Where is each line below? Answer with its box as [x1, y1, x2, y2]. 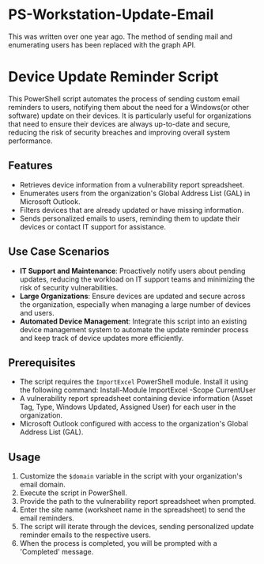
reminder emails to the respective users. [19, 530, 152, 539]
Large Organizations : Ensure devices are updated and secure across [19, 291, 246, 301]
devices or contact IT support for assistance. [19, 221, 167, 231]
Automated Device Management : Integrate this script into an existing [19, 316, 247, 326]
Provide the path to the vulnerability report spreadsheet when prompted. [19, 497, 256, 506]
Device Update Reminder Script [8, 68, 219, 86]
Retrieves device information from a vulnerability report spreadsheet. [19, 180, 245, 189]
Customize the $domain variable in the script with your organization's [19, 471, 243, 481]
